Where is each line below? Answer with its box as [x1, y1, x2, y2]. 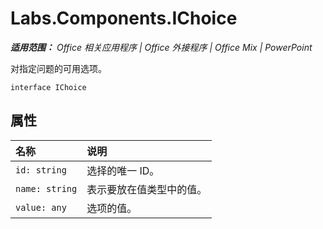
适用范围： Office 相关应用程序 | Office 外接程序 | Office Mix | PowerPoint [10, 41, 313, 53]
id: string [15, 164, 67, 176]
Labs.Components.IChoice [10, 7, 238, 30]
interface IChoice [10, 82, 87, 92]
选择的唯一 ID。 [86, 163, 160, 177]
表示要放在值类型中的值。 [86, 182, 208, 196]
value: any [15, 202, 67, 213]
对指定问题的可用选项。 [10, 62, 107, 74]
